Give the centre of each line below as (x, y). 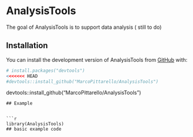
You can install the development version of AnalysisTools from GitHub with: (97, 59)
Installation (27, 46)
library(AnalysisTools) (35, 124)
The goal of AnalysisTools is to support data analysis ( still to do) (84, 27)
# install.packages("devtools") (45, 71)
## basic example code (34, 129)
